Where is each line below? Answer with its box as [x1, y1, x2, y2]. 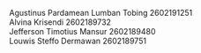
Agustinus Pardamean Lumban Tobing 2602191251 [9, 8, 193, 18]
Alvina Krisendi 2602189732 [9, 17, 112, 27]
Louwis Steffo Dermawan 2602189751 [9, 35, 147, 46]
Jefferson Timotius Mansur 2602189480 [9, 26, 156, 36]
